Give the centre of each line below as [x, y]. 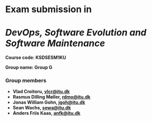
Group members [26, 81]
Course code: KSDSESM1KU [36, 57]
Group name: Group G [29, 68]
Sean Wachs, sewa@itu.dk [42, 108]
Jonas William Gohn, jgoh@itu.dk [49, 102]
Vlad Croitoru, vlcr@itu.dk [41, 92]
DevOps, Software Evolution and [76, 33]
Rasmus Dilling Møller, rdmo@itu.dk [52, 97]
